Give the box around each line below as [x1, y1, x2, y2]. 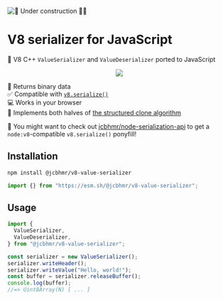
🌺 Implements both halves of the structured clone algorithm [7, 108, 182, 117]
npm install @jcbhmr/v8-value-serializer [7, 169, 132, 176]
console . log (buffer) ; [7, 279, 72, 287]
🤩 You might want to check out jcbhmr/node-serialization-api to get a [7, 122, 210, 131]
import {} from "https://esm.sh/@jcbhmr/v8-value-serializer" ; [7, 182, 199, 189]
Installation [7, 150, 58, 163]
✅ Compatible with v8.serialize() [7, 90, 109, 98]
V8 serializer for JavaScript [7, 32, 173, 48]
